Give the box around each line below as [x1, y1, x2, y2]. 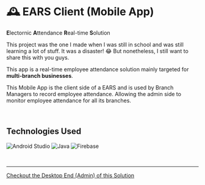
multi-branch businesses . [6, 72, 73, 79]
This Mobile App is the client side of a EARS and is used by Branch [6, 83, 174, 91]
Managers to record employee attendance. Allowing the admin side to [6, 90, 182, 97]
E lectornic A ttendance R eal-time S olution [6, 29, 111, 37]
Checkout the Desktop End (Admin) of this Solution [6, 172, 135, 179]
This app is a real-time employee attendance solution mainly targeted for [6, 65, 189, 73]
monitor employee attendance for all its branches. [6, 97, 131, 104]
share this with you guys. [6, 54, 70, 61]
